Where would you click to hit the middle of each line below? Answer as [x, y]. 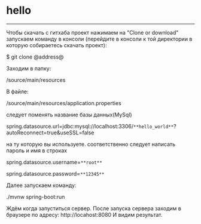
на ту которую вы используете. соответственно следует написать [91, 144]
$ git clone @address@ [35, 57]
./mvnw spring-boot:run [36, 197]
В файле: [17, 91]
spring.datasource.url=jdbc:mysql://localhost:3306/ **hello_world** [90, 126]
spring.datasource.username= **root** [54, 162]
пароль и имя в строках [37, 151]
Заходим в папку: [29, 68]
